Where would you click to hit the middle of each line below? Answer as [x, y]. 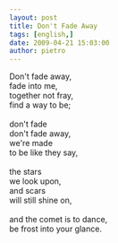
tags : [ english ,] [42, 34]
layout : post [34, 17]
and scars [28, 191]
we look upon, [35, 181]
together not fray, [42, 96]
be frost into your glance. [56, 229]
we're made [31, 143]
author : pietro [38, 51]
